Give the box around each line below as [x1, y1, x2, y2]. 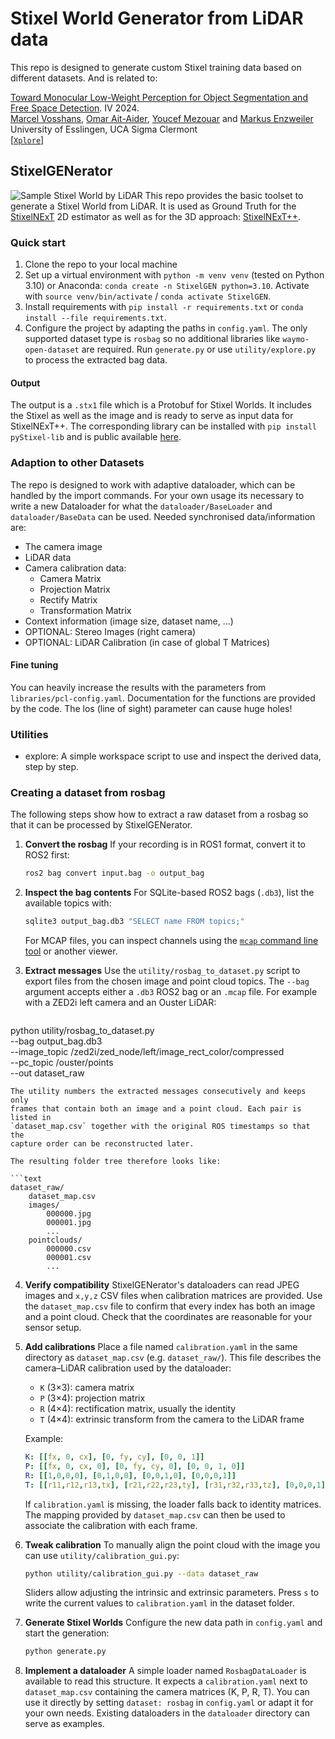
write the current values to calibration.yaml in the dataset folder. [24, 1597, 295, 1609]
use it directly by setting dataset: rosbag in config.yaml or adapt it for [24, 1697, 314, 1709]
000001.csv [46, 1253, 92, 1263]
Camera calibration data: [24, 562, 127, 574]
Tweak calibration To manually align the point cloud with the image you [24, 1538, 321, 1551]
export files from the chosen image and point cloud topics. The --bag [24, 975, 310, 987]
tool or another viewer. [24, 945, 118, 957]
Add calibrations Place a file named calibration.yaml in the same [24, 1341, 298, 1353]
